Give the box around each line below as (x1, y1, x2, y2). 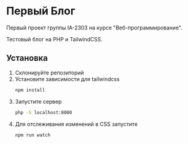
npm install (14, 87, 45, 93)
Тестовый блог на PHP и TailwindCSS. (6, 35, 103, 43)
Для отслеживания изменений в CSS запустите (14, 120, 138, 127)
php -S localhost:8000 (14, 109, 72, 115)
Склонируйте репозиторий (14, 69, 84, 76)
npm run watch (14, 132, 51, 138)
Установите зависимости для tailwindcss (14, 75, 120, 82)
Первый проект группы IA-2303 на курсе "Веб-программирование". (6, 24, 183, 31)
